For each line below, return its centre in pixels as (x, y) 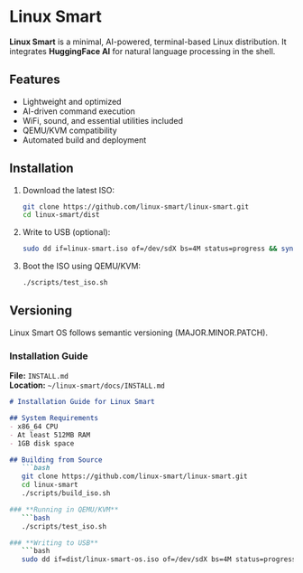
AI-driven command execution (78, 111)
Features (35, 80)
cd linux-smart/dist (61, 215)
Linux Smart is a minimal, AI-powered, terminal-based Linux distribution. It (148, 42)
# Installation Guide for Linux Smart (82, 402)
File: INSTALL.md (39, 376)
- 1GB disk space (42, 443)
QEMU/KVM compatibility (69, 130)
